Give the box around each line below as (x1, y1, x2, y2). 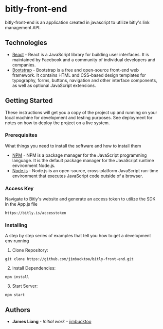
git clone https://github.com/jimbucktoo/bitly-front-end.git (5, 257, 134, 262)
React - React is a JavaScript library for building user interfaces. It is (12, 51, 149, 57)
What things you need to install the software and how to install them (5, 143, 141, 148)
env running (5, 238, 29, 244)
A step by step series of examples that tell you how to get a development (5, 233, 151, 239)
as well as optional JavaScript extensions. (12, 82, 96, 88)
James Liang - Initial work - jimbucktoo (12, 319, 91, 325)
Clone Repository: (12, 247, 49, 253)
